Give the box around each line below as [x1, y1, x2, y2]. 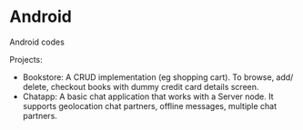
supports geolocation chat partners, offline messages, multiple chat [22, 100, 278, 111]
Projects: [9, 54, 43, 65]
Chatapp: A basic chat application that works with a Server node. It [22, 91, 274, 102]
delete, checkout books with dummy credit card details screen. [22, 81, 259, 92]
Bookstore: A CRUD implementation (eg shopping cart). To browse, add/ [22, 71, 294, 83]
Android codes [9, 36, 66, 47]
